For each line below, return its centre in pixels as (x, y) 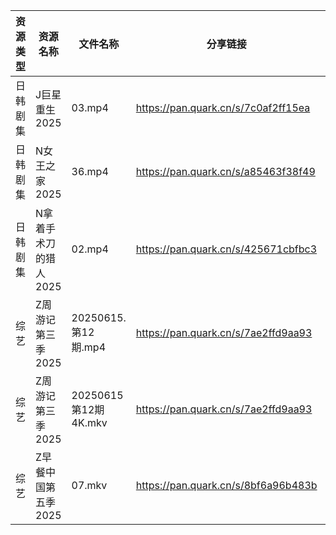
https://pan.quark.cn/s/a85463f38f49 (225, 171)
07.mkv (89, 485)
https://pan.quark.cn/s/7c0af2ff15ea (223, 107)
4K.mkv (89, 422)
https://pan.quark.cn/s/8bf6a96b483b (226, 485)
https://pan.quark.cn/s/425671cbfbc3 (226, 249)
